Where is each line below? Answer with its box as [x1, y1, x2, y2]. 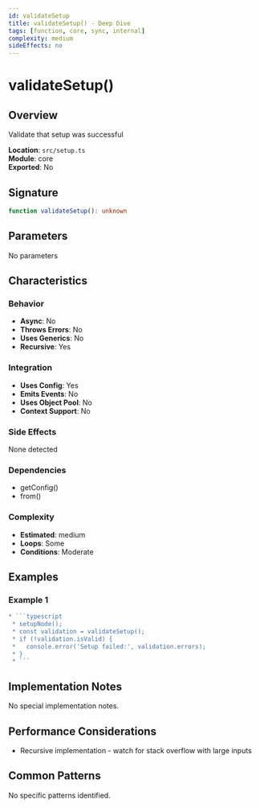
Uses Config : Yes [19, 380, 79, 390]
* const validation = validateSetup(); [11, 627, 146, 636]
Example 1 [8, 594, 49, 605]
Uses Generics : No [19, 333, 84, 343]
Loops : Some [19, 538, 65, 548]
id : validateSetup [8, 11, 70, 20]
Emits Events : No [19, 389, 79, 398]
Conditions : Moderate [19, 546, 94, 556]
